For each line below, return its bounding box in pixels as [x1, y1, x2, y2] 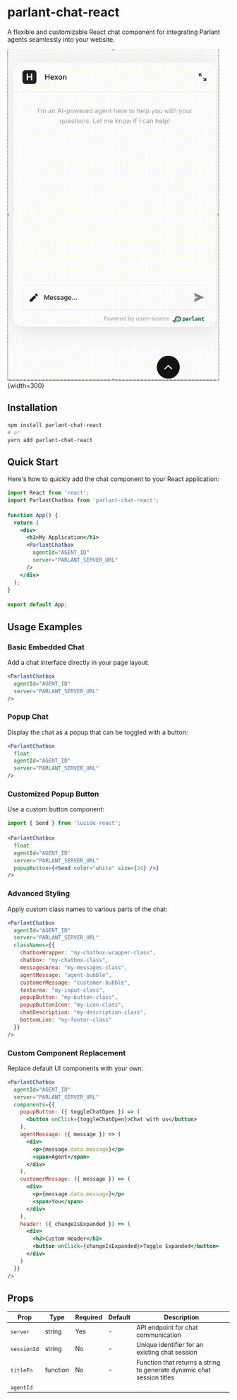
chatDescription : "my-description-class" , [20, 1009, 147, 1016]
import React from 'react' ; [7, 490, 90, 497]
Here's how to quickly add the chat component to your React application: [7, 475, 220, 483]
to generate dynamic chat [136, 1365, 211, 1374]
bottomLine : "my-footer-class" [20, 1017, 112, 1024]
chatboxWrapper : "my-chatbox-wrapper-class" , [20, 949, 157, 956]
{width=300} [7, 381, 44, 390]
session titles [136, 1373, 175, 1382]
